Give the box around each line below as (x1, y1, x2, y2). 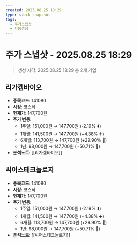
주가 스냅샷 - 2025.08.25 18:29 (5, 49, 132, 61)
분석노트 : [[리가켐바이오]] (12, 149, 63, 155)
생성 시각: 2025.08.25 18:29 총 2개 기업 (17, 67, 97, 73)
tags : (5, 17, 17, 22)
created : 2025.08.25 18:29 (5, 7, 62, 13)
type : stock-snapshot (5, 12, 51, 17)
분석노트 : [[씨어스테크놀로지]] (12, 232, 70, 238)
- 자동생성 (10, 26, 29, 31)
